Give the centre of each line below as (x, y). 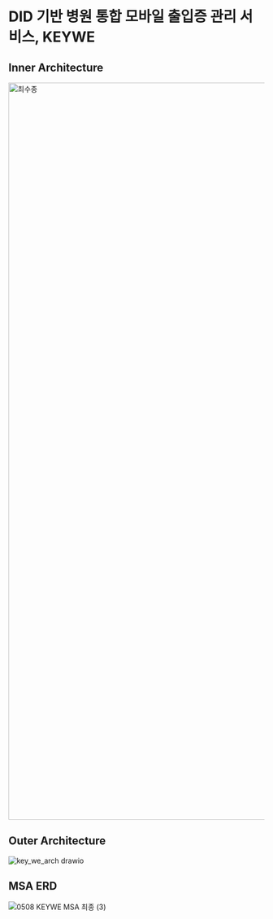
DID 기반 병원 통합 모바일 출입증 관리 (123, 17)
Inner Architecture (56, 67)
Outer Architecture (57, 841)
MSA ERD (33, 886)
